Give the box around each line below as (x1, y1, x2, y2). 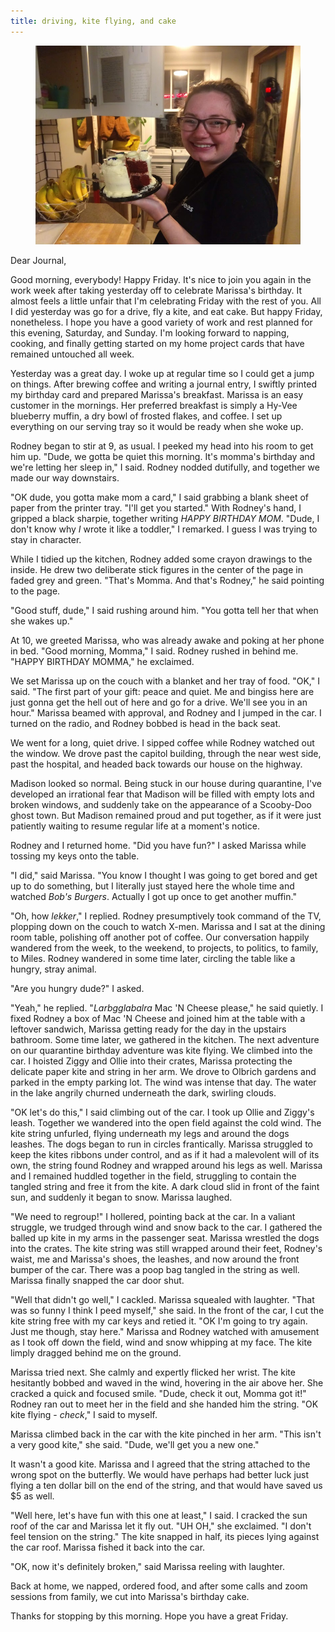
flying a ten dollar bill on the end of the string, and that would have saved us (10, 1479, 323, 1491)
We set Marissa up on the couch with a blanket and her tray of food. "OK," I (10, 675, 320, 687)
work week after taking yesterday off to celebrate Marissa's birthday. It (10, 284, 303, 296)
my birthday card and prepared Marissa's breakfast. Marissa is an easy (10, 388, 304, 400)
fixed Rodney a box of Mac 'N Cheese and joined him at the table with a (10, 1012, 306, 1024)
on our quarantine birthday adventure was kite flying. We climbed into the (10, 1044, 313, 1056)
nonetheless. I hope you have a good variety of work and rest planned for (10, 316, 313, 328)
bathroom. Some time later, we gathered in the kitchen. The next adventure (10, 1033, 320, 1045)
